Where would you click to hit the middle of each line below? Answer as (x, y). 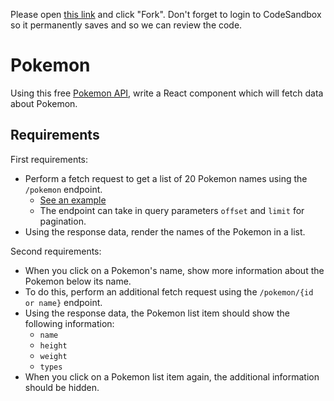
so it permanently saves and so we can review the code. (126, 25)
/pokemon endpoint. (63, 189)
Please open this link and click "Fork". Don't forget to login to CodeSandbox (166, 14)
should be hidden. (62, 387)
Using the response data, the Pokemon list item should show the (157, 313)
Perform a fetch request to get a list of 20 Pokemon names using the (166, 178)
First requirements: (49, 159)
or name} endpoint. (63, 302)
